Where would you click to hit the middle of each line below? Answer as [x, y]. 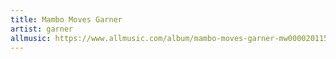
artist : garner [42, 29]
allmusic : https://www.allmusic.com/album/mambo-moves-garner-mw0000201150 [171, 38]
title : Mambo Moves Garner [66, 19]
